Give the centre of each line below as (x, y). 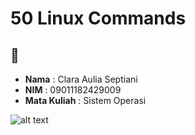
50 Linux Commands (98, 18)
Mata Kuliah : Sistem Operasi (85, 100)
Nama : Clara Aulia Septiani (81, 79)
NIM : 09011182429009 (73, 90)
